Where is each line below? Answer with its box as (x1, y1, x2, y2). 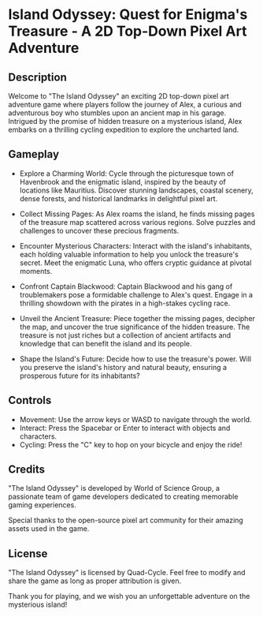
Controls (8, 394, 52, 407)
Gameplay (8, 148, 60, 161)
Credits (8, 463, 46, 477)
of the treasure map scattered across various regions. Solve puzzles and (19, 217, 256, 226)
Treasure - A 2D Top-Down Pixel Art (8, 22, 247, 40)
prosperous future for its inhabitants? (19, 371, 140, 380)
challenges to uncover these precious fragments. (19, 226, 180, 235)
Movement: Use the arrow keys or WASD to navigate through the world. (19, 414, 252, 424)
